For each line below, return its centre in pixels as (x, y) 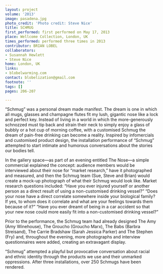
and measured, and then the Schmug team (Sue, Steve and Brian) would (77, 176)
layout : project (21, 10)
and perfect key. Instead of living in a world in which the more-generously (79, 119)
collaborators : (20, 50)
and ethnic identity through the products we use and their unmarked (73, 257)
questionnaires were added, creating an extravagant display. (66, 242)
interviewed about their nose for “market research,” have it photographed (79, 171)
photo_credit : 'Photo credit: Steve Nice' (49, 23)
